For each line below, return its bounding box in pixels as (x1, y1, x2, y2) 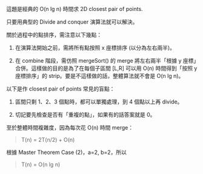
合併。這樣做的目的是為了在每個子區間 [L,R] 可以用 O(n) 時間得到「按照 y (15, 64, 198, 72)
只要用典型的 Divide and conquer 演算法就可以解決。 (6, 18, 138, 26)
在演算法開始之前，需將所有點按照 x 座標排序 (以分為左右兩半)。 (15, 44, 176, 51)
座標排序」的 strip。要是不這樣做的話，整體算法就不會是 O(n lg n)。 (15, 72, 184, 79)
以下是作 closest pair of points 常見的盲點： (6, 85, 115, 92)
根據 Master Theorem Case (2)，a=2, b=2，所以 (6, 148, 127, 156)
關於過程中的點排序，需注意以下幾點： (6, 31, 102, 38)
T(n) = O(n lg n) (21, 161, 61, 168)
